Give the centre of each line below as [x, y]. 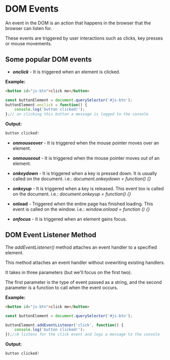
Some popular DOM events [49, 60]
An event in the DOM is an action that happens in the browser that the [78, 23]
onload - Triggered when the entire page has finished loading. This [83, 204]
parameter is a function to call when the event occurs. [62, 287]
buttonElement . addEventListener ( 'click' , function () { [64, 325]
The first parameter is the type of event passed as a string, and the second [84, 282]
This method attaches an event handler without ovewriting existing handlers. [85, 263]
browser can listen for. [29, 28]
